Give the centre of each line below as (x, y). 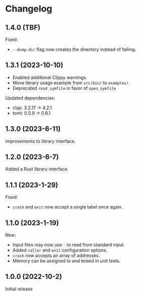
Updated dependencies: (30, 98)
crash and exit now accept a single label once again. (67, 207)
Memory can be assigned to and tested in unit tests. (66, 261)
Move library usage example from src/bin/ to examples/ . (71, 83)
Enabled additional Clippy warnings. (50, 77)
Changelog (29, 9)
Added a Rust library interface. (37, 169)
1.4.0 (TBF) (23, 28)
